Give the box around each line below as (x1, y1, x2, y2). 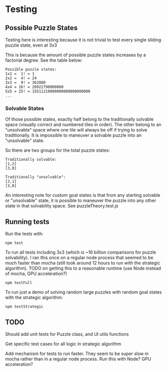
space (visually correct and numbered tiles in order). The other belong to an (5, 121, 161, 128)
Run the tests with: (5, 231, 43, 237)
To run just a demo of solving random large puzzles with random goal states (5, 289, 162, 295)
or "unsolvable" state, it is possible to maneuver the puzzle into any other (5, 197, 156, 204)
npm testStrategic (5, 304, 43, 309)
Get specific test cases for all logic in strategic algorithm (5, 340, 121, 347)
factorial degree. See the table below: (5, 57, 82, 63)
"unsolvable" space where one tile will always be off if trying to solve (5, 127, 147, 133)
